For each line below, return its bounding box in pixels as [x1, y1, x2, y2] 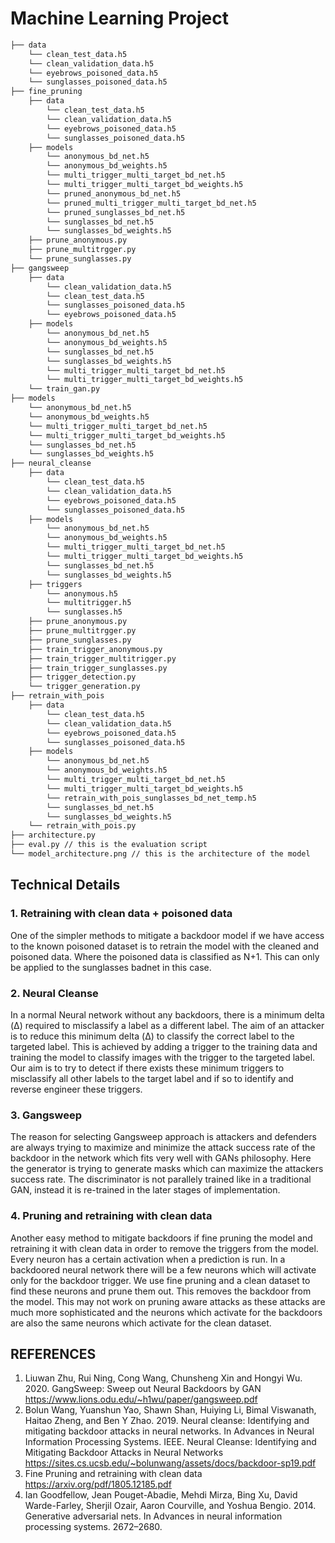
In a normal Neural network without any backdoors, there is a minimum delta [10, 1008, 325, 1021]
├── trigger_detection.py [28, 672, 137, 682]
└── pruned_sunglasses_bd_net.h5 [46, 207, 186, 217]
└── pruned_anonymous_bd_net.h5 [46, 188, 182, 199]
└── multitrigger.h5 [46, 598, 132, 608]
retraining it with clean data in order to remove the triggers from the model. [10, 1242, 319, 1254]
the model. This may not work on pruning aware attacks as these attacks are [10, 1295, 326, 1307]
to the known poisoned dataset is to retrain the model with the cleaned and [10, 940, 320, 952]
